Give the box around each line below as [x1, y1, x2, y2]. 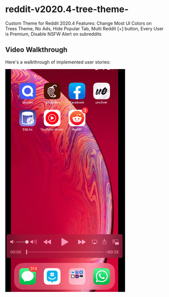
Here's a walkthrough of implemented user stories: [5, 59, 111, 65]
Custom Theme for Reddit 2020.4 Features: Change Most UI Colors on [5, 20, 152, 26]
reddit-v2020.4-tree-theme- [5, 4, 129, 15]
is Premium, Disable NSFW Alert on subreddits [5, 31, 102, 37]
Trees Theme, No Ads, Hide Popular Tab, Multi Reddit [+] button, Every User [5, 25, 164, 31]
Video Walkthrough [5, 45, 68, 54]
